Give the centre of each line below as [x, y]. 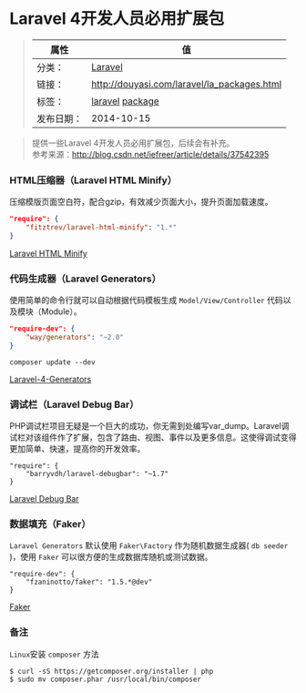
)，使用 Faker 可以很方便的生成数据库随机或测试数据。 [111, 557]
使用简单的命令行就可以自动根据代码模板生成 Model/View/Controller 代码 [147, 301]
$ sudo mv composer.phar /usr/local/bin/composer [106, 679]
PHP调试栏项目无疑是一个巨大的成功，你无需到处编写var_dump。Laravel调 [149, 426]
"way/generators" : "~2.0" [75, 338]
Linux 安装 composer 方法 [54, 654]
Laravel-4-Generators [51, 379]
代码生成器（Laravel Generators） [86, 279]
